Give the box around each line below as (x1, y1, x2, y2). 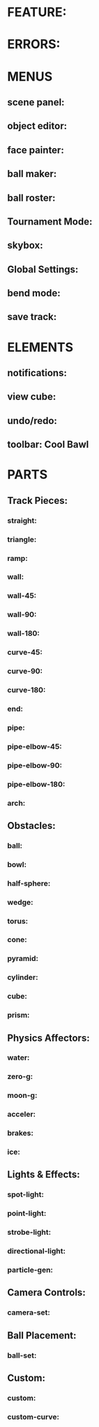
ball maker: (7, 168, 57, 180)
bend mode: (7, 287, 61, 299)
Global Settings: (7, 263, 79, 275)
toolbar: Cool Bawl (7, 439, 89, 451)
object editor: (7, 120, 68, 132)
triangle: (7, 534, 37, 544)
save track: (7, 311, 57, 323)
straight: (7, 515, 37, 525)
